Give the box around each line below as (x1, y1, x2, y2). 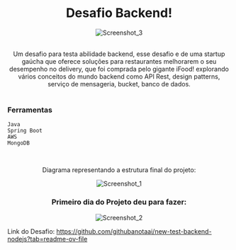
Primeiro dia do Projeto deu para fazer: (51, 197, 187, 207)
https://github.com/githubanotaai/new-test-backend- (56, 227, 212, 235)
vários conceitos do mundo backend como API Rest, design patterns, (18, 72, 220, 81)
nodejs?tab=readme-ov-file (7, 234, 88, 243)
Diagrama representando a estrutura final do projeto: (42, 166, 196, 174)
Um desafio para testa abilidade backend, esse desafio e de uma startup (13, 50, 225, 58)
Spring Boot (7, 127, 43, 135)
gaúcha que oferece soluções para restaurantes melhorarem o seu (21, 57, 217, 65)
